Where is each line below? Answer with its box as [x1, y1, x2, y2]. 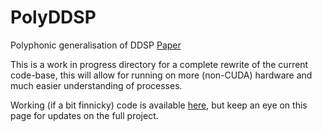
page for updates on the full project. [10, 109, 159, 121]
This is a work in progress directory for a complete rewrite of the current [10, 58, 309, 70]
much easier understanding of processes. [10, 79, 183, 91]
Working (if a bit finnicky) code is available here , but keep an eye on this [10, 99, 308, 111]
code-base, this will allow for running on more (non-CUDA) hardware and [10, 69, 313, 81]
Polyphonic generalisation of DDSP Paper [10, 39, 182, 51]
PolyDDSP [10, 6, 97, 29]
